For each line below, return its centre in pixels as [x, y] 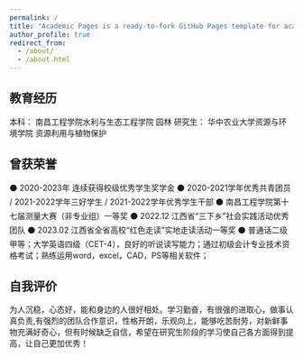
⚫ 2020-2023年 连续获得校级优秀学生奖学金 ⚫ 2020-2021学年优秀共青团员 [150, 188]
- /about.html [44, 59]
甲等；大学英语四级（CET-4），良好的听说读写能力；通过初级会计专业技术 [146, 243]
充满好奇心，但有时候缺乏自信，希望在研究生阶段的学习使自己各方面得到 [151, 332]
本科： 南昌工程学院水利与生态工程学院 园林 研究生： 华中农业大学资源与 [144, 122]
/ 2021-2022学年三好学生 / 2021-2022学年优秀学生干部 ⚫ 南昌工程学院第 [145, 201]
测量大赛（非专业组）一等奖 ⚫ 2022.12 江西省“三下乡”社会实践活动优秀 [157, 215]
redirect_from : [38, 43]
